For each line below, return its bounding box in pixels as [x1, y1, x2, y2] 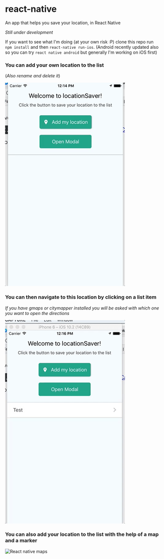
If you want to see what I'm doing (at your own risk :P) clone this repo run [5, 38, 154, 45]
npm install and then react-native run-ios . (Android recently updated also [5, 44, 159, 50]
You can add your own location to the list [5, 62, 104, 69]
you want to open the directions [5, 310, 70, 316]
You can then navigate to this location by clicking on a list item [5, 294, 157, 301]
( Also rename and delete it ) [5, 73, 60, 79]
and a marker [5, 537, 38, 544]
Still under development [5, 29, 53, 35]
